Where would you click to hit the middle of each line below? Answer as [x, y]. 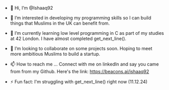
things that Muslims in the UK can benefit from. [60, 23]
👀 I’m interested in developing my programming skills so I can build [81, 18]
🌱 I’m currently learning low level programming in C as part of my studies [87, 33]
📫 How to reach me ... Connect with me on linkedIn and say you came [84, 64]
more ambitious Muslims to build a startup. [55, 54]
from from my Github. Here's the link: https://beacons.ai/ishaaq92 [80, 71]
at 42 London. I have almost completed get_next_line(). [68, 39]
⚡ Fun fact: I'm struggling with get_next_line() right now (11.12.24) [79, 82]
